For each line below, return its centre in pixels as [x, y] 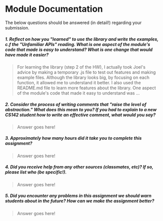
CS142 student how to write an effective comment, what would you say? [80, 115]
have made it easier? [27, 54]
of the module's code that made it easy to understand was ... [78, 93]
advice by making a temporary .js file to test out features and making [86, 72]
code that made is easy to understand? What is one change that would [79, 49]
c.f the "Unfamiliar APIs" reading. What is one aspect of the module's [78, 44]
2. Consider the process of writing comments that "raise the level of [76, 104]
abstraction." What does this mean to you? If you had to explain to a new [81, 109]
